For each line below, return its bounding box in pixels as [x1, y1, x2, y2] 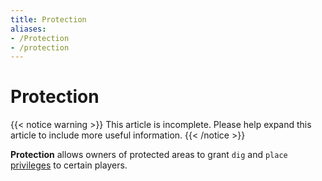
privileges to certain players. [10, 159, 128, 171]
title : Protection [10, 14, 87, 25]
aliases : [10, 24, 47, 34]
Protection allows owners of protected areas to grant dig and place [10, 149, 288, 161]
